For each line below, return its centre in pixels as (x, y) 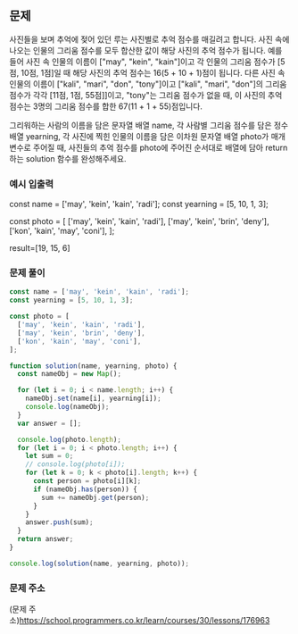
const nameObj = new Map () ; (70, 374)
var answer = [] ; (50, 423)
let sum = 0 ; (50, 456)
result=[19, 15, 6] (40, 248)
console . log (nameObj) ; (67, 407)
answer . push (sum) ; (59, 522)
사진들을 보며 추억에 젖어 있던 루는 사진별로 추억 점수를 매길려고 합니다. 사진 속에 (149, 39)
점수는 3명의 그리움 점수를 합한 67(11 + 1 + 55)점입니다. (106, 106)
